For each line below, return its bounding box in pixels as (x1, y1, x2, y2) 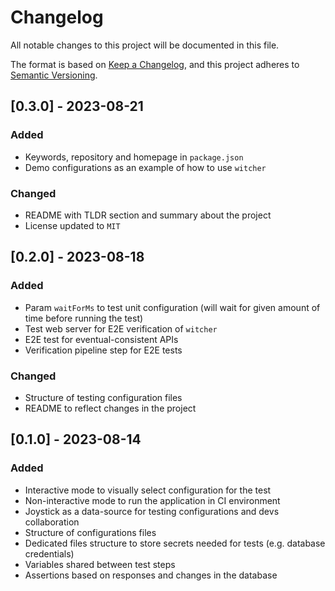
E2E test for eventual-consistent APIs (24, 333, 179, 345)
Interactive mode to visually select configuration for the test (24, 484, 272, 496)
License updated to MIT (24, 219, 121, 231)
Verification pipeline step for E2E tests (24, 344, 183, 356)
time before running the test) (24, 312, 144, 324)
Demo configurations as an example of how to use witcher (24, 161, 267, 173)
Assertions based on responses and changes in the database (24, 569, 278, 581)
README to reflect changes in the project (24, 402, 197, 414)
